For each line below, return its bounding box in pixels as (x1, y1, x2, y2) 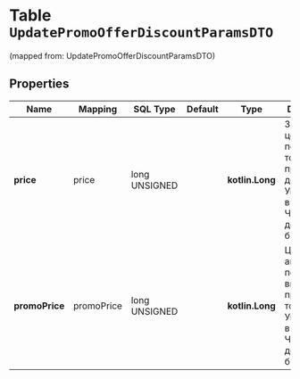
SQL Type (133, 103, 176, 115)
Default (186, 103, 219, 115)
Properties (9, 77, 70, 92)
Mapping (79, 103, 118, 115)
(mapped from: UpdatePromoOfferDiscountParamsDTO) (9, 50, 216, 61)
